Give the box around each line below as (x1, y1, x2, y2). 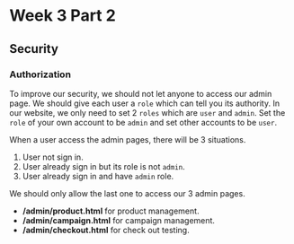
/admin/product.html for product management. (22, 205, 200, 216)
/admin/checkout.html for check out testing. (22, 224, 191, 235)
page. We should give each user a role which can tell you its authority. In (9, 98, 281, 109)
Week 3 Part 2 (9, 5, 117, 26)
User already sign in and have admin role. (22, 170, 174, 181)
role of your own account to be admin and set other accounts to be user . (9, 117, 277, 127)
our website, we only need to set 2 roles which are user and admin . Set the (9, 107, 286, 118)
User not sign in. (22, 152, 84, 162)
